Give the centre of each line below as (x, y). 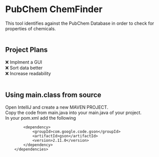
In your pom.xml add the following (41, 118)
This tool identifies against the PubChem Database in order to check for (80, 23)
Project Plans (26, 50)
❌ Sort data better (24, 68)
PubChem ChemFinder (54, 9)
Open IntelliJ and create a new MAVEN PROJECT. (57, 107)
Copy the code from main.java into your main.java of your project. (73, 113)
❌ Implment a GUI (24, 62)
